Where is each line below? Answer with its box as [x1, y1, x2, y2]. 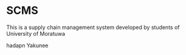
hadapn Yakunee [6, 42, 49, 49]
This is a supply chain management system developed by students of [6, 24, 180, 31]
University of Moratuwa [6, 30, 66, 37]
